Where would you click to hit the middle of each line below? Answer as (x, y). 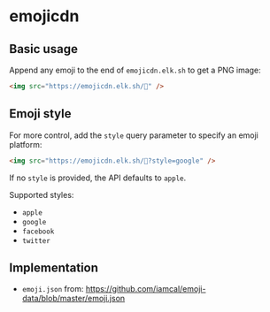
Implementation (54, 267)
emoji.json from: (53, 289)
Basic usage (43, 49)
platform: (26, 144)
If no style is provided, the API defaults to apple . (98, 178)
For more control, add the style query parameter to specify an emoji (134, 135)
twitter (36, 240)
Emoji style (40, 114)
